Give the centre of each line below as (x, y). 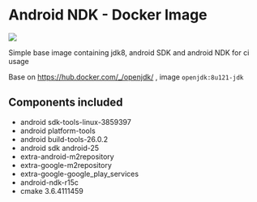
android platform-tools (58, 131)
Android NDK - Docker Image (108, 15)
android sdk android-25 (60, 148)
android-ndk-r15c (49, 182)
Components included (66, 103)
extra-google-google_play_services (79, 174)
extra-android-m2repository (67, 157)
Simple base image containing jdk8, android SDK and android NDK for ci (129, 52)
